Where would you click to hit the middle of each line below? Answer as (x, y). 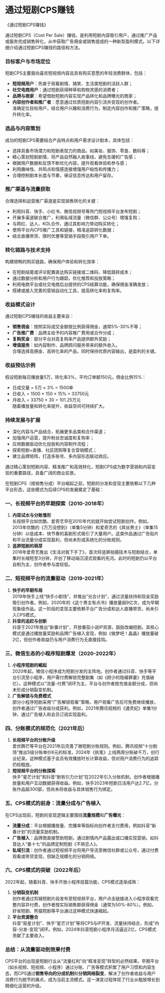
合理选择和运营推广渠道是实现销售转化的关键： (52, 201)
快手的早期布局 (27, 590)
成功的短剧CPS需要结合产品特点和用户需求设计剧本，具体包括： (70, 140)
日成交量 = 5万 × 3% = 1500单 (43, 387)
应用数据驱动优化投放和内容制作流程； (51, 444)
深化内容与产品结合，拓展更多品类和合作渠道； (59, 432)
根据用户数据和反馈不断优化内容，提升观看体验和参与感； (70, 163)
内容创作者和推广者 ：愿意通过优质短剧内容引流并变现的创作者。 (77, 102)
